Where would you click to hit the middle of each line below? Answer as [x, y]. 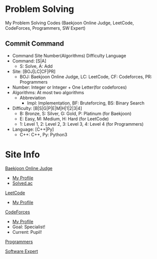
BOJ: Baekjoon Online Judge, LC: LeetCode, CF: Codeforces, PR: [86, 77]
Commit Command [35, 44]
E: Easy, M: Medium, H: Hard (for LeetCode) [64, 119]
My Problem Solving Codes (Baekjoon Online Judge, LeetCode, [70, 23]
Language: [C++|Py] [33, 129]
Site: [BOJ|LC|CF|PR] [34, 71]
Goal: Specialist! [29, 227]
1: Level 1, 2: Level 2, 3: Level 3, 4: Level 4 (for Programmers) [82, 124]
